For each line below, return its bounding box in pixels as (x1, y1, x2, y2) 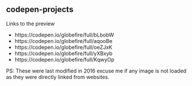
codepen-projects (6, 5, 74, 15)
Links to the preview (6, 20, 55, 27)
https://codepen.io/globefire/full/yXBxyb (14, 49, 113, 57)
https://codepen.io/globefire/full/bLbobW (14, 31, 114, 38)
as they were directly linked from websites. (6, 73, 109, 80)
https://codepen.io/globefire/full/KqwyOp (14, 56, 115, 63)
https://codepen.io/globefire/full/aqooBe (14, 37, 113, 44)
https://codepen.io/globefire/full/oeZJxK (14, 44, 112, 51)
